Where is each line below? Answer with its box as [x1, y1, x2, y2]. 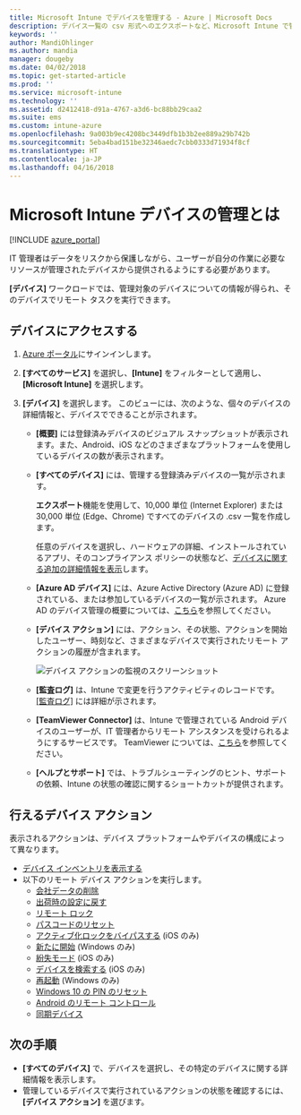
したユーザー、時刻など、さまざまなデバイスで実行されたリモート [35, 635, 279, 646]
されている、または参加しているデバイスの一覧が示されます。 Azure [35, 594, 287, 605]
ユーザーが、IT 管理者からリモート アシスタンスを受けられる [59, 726, 282, 737]
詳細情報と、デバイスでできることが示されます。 [21, 409, 202, 420]
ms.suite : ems [9, 113, 63, 122]
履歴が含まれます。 [74, 647, 146, 657]
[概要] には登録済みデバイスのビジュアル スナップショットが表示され [35, 428, 289, 439]
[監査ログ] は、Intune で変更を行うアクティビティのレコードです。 [35, 684, 279, 695]
